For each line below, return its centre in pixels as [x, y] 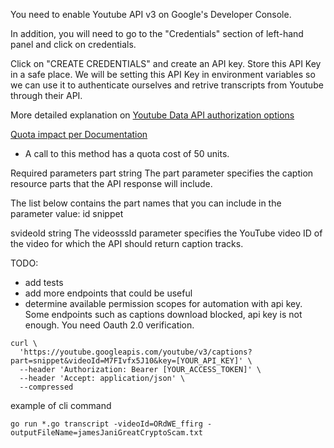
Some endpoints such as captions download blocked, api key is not [163, 314]
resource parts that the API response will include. [111, 183]
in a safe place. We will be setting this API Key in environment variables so [163, 74]
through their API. [46, 95]
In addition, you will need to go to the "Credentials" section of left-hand [157, 33]
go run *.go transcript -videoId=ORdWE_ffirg [106, 424]
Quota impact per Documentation [79, 134]
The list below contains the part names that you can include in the [146, 203]
